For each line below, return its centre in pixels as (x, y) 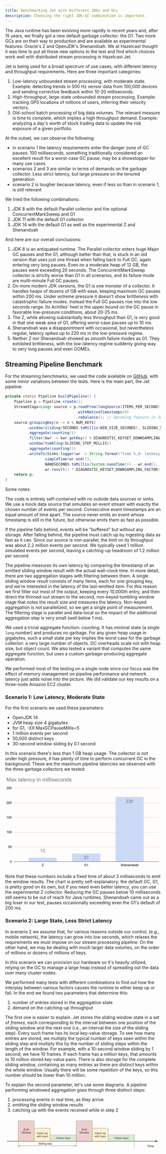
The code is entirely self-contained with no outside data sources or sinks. (80, 499)
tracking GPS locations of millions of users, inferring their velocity (79, 102)
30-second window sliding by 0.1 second (54, 744)
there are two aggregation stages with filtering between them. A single (77, 576)
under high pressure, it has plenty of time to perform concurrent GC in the (80, 759)
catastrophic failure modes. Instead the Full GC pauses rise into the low (85, 301)
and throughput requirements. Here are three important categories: (73, 71)
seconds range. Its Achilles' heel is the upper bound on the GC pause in (85, 307)
